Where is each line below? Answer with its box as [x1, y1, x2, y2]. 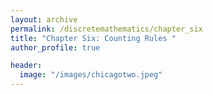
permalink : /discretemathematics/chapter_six [10, 24, 203, 34]
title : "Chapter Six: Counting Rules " [10, 33, 177, 43]
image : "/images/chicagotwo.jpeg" [19, 70, 163, 80]
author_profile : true [10, 42, 101, 53]
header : [10, 61, 43, 71]
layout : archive [10, 14, 78, 25]
